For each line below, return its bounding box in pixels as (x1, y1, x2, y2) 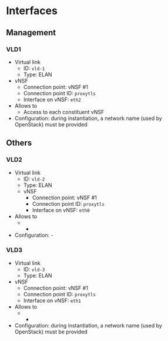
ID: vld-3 (23, 266, 45, 273)
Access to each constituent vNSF (23, 108, 105, 115)
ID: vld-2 (23, 175, 45, 182)
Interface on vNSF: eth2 (23, 96, 81, 103)
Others (6, 138, 32, 148)
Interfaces (6, 4, 58, 18)
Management (6, 28, 56, 38)
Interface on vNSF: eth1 (23, 297, 81, 304)
